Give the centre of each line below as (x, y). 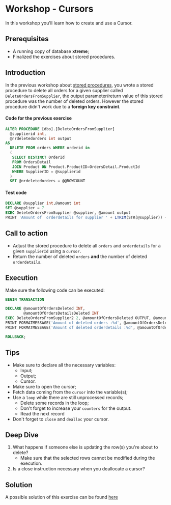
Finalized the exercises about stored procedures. (64, 57)
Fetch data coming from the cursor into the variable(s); (70, 392)
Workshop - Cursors (49, 9)
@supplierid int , (28, 134)
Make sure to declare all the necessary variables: (64, 365)
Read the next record (42, 413)
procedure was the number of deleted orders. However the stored (74, 101)
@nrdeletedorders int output (41, 138)
